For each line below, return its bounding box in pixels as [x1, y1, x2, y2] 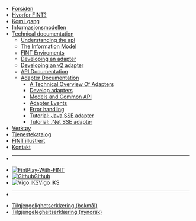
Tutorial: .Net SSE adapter [29, 118, 93, 125]
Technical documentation [11, 30, 74, 37]
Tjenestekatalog [11, 131, 52, 138]
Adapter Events [29, 100, 68, 106]
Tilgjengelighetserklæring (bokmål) [11, 202, 98, 209]
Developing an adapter [20, 56, 76, 62]
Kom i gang [11, 18, 40, 24]
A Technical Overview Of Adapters [29, 81, 114, 88]
